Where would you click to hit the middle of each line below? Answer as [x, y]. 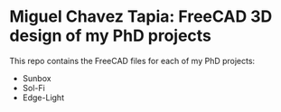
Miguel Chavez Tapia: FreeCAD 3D [141, 17]
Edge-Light [43, 98]
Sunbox [37, 78]
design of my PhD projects [111, 36]
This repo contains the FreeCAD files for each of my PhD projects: [132, 61]
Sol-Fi [33, 88]
